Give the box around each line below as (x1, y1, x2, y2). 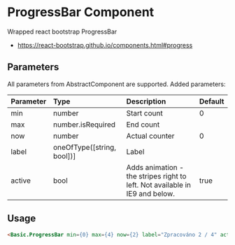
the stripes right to (126, 171, 187, 181)
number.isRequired (52, 120, 116, 129)
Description (126, 96, 166, 106)
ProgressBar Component (7, 4, 155, 20)
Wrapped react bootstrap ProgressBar (7, 27, 117, 36)
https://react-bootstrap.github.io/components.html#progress (17, 41, 193, 49)
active (10, 176, 31, 185)
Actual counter (126, 131, 175, 141)
